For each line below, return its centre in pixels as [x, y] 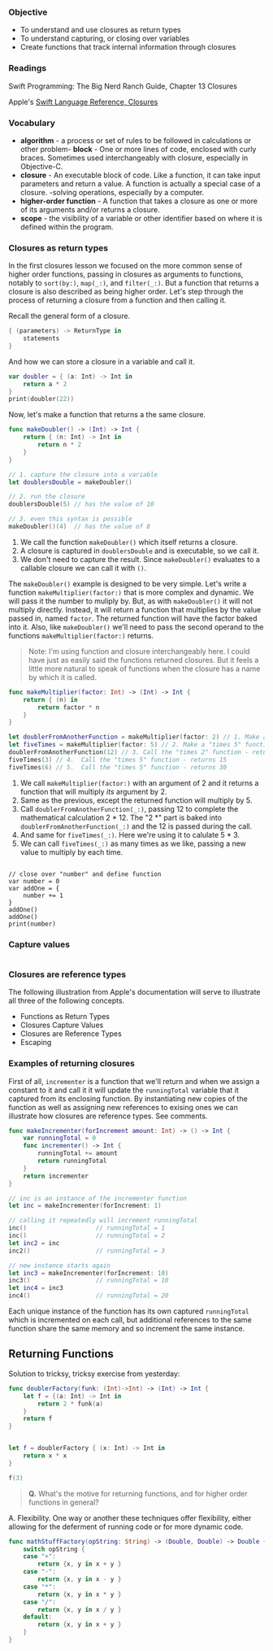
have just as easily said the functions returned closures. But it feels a [143, 660]
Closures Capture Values [62, 1025]
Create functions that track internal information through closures [128, 47]
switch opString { [54, 1549]
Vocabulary [32, 123]
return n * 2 [60, 445]
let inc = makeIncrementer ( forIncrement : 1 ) [85, 1206]
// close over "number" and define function [85, 874]
